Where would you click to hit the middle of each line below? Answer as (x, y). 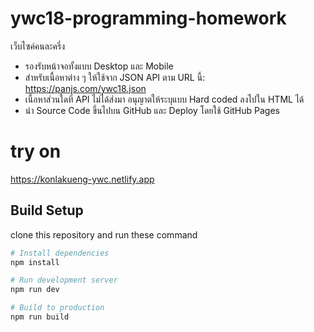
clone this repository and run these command (104, 234)
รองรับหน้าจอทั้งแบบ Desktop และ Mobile (99, 66)
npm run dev (35, 290)
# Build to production (57, 308)
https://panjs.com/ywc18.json (85, 88)
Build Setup (47, 210)
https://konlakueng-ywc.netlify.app (82, 179)
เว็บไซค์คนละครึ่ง (38, 46)
